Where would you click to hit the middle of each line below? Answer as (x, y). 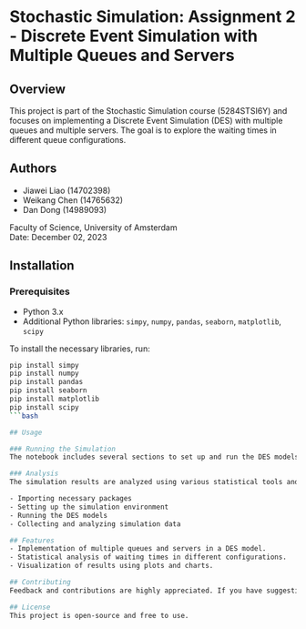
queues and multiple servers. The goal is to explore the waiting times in (143, 130)
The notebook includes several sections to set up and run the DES (140, 457)
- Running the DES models (58, 515)
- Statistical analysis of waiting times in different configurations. (148, 557)
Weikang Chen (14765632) (73, 200)
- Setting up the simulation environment (89, 507)
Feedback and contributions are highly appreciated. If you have (136, 590)
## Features (32, 540)
